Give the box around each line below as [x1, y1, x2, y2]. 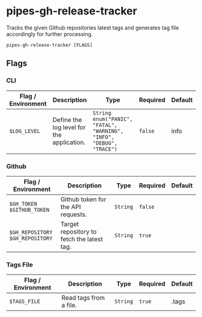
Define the [52, 115, 82, 124]
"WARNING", [93, 127, 124, 134]
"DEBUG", [93, 139, 118, 146]
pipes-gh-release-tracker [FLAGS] [6, 42, 93, 48]
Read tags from [61, 294, 105, 302]
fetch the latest [60, 235, 103, 243]
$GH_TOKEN [9, 200, 37, 207]
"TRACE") [93, 145, 118, 152]
